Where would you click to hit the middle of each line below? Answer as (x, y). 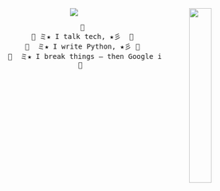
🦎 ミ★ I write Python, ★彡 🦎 (82, 47)
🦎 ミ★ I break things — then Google (81, 56)
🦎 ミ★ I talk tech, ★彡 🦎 (82, 36)
